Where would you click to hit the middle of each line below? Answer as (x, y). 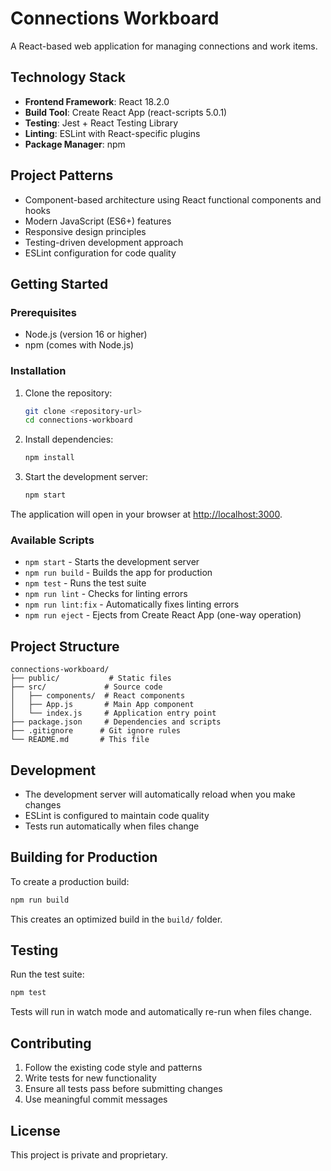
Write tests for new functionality (90, 1078)
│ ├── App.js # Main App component (102, 705)
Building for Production (84, 857)
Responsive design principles (85, 231)
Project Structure (65, 646)
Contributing (51, 1043)
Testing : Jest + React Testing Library (101, 123)
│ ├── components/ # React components (98, 696)
